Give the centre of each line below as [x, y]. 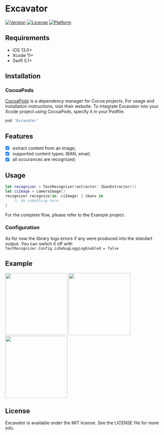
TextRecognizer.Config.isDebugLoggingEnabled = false [62, 248]
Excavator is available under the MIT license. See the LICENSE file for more [82, 423]
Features [19, 136]
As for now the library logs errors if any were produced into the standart [79, 238]
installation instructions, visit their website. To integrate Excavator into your [82, 106]
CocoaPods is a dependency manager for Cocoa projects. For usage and [80, 101]
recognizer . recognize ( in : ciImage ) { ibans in [54, 196]
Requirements [27, 38]
